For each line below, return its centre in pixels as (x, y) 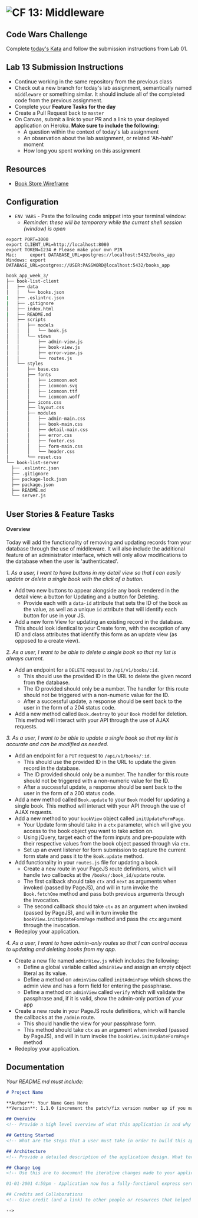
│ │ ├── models (30, 325)
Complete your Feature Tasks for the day (65, 106)
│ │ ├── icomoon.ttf (42, 391)
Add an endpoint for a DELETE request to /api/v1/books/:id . (87, 670)
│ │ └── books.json (35, 293)
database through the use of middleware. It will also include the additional (96, 548)
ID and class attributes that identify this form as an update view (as (96, 634)
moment (34, 144)
